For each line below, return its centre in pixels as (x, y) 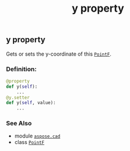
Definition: (21, 69)
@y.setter (18, 97)
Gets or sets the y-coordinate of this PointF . (59, 54)
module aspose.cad (37, 136)
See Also (19, 123)
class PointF (29, 142)
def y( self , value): (31, 103)
